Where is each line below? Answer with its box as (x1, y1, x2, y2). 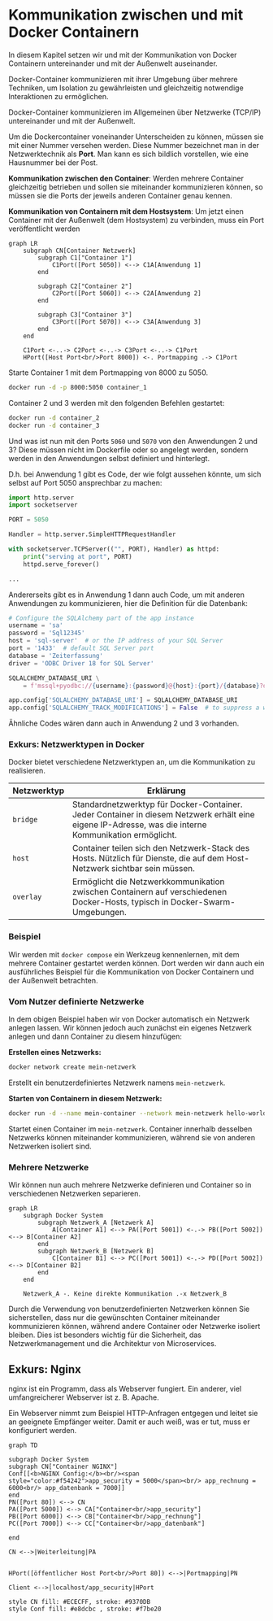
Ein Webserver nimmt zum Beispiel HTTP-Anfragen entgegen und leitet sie (8, 1408, 258, 1418)
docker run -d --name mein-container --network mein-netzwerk (8, 1109, 223, 1118)
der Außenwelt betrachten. (8, 975, 99, 985)
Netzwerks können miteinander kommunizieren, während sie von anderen (8, 1132, 256, 1142)
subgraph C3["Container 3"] (37, 311, 132, 319)
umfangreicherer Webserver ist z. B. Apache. (8, 1392, 160, 1402)
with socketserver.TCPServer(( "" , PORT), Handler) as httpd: (8, 545, 220, 554)
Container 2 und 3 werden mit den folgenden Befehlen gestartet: (8, 398, 225, 407)
